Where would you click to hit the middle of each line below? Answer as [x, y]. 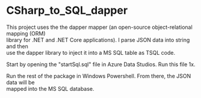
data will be [20, 82]
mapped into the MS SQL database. [50, 88]
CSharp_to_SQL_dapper [67, 11]
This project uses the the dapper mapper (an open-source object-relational [99, 27]
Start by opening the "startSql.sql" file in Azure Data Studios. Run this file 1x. [101, 64]
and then [17, 46]
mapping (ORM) [26, 33]
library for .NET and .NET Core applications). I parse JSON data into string [98, 40]
